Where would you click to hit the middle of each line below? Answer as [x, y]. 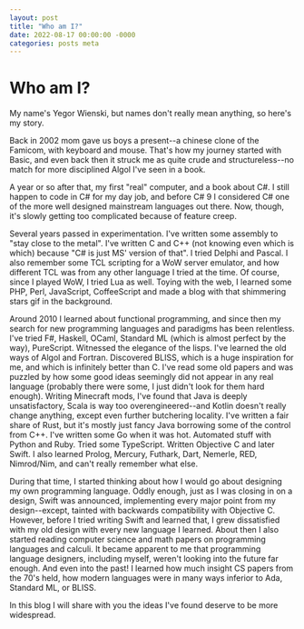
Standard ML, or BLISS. [53, 588]
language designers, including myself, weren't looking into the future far [144, 559]
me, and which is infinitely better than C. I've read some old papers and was [152, 367]
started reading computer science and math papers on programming [137, 539]
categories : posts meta [54, 43]
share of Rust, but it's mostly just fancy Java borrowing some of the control [150, 425]
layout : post [34, 18]
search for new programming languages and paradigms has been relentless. [152, 329]
